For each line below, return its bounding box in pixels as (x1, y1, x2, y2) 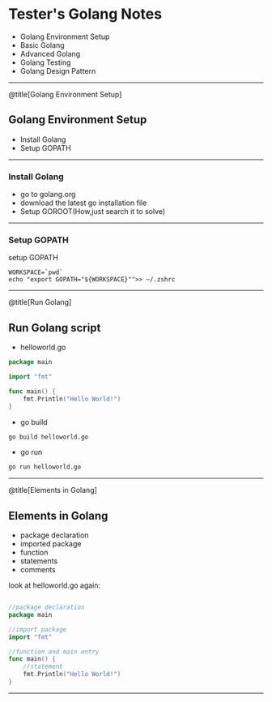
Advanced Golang (19, 49, 81, 58)
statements (19, 556, 58, 566)
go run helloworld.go (8, 463, 82, 471)
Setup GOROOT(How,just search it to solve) (19, 207, 166, 216)
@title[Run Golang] (8, 297, 72, 307)
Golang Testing (19, 58, 71, 67)
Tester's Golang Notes (8, 5, 163, 24)
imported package (19, 539, 82, 549)
